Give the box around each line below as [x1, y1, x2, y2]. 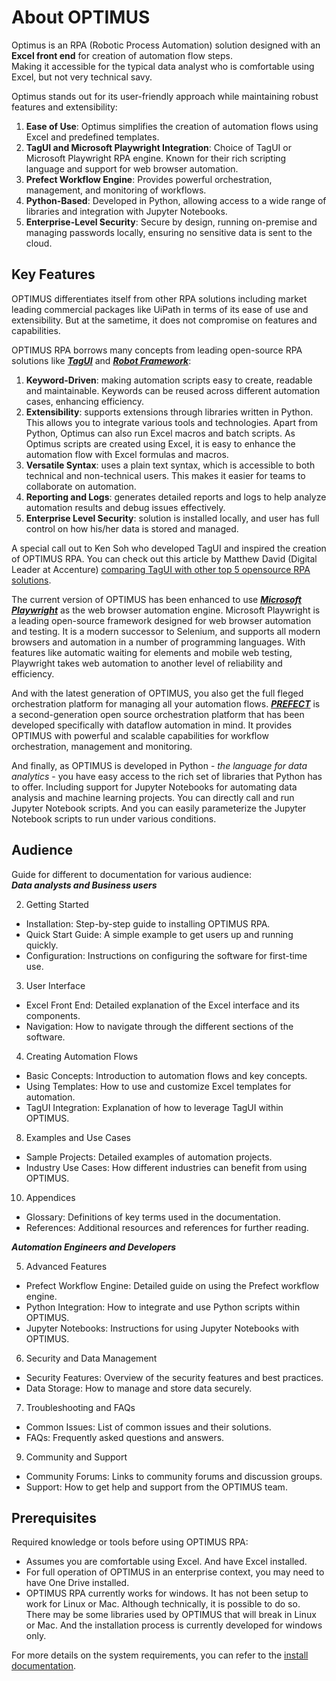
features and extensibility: [11, 101, 118, 113]
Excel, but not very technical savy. [11, 71, 153, 83]
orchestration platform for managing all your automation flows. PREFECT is [11, 697, 321, 710]
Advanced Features [25, 1260, 108, 1272]
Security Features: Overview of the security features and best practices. [25, 1371, 324, 1383]
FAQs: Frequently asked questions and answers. [25, 1431, 225, 1443]
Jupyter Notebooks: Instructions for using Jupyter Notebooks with [25, 1322, 300, 1334]
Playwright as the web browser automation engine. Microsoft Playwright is [11, 604, 321, 616]
